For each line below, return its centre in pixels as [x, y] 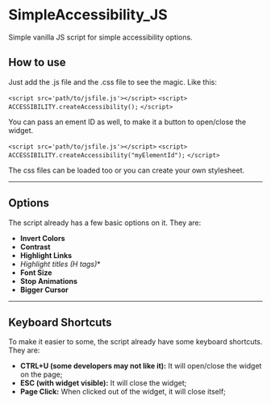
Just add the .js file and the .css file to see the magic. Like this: [113, 81]
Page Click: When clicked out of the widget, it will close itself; [123, 392]
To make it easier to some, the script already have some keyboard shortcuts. [135, 342]
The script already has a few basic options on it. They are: [105, 223]
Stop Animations [49, 281]
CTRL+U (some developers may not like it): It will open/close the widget [141, 366]
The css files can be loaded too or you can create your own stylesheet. [127, 170]
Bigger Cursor [44, 289]
